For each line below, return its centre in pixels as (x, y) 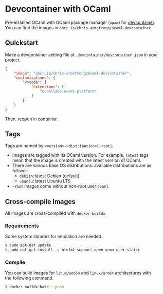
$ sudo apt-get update (28, 245)
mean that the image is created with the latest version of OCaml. (76, 160)
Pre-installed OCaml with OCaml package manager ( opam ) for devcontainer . (80, 22)
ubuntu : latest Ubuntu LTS (45, 181)
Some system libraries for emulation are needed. (54, 237)
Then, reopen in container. (32, 119)
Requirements (22, 226)
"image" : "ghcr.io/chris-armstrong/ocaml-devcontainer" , (73, 73)
